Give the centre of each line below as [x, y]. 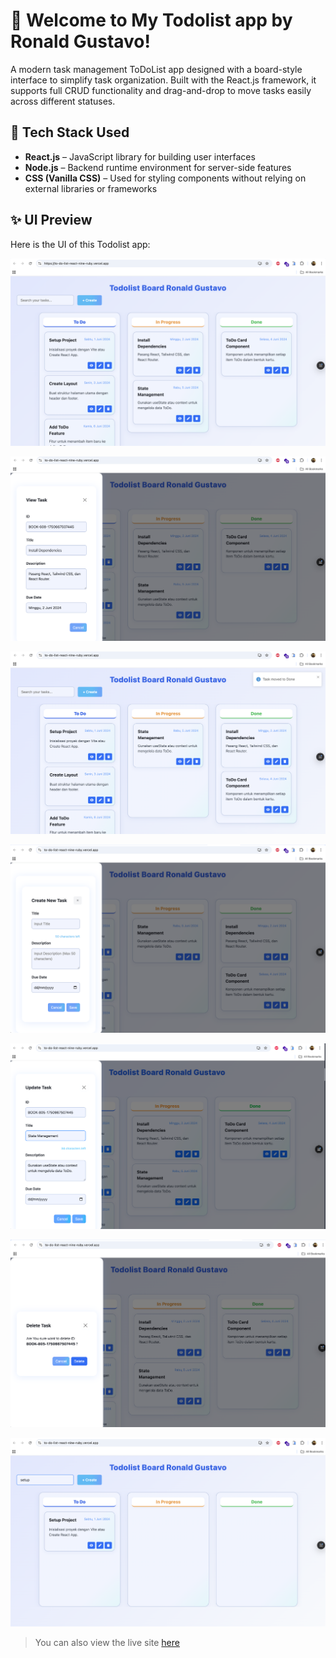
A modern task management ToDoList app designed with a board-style [156, 69]
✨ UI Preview [51, 220]
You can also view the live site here [107, 1642]
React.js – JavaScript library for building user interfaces [140, 156]
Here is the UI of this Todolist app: [80, 244]
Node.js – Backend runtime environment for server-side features [158, 167]
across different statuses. [63, 101]
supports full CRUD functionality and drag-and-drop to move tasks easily [161, 90]
